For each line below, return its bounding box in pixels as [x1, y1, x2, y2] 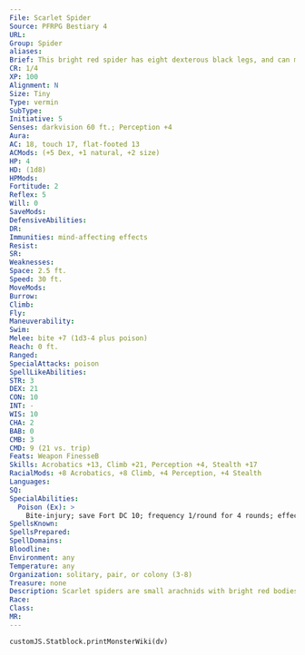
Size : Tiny [9, 89, 51, 98]
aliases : [9, 47, 43, 56]
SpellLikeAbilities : [9, 367, 88, 376]
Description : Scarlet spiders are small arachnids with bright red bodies [9, 587, 299, 596]
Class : [9, 604, 34, 613]
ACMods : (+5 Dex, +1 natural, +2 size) [9, 148, 161, 157]
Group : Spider [9, 38, 64, 48]
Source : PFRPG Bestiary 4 [9, 22, 107, 31]
